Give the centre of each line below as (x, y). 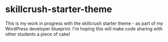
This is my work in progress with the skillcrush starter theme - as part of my (84, 23)
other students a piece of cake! (38, 34)
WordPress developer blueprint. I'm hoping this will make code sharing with (84, 28)
